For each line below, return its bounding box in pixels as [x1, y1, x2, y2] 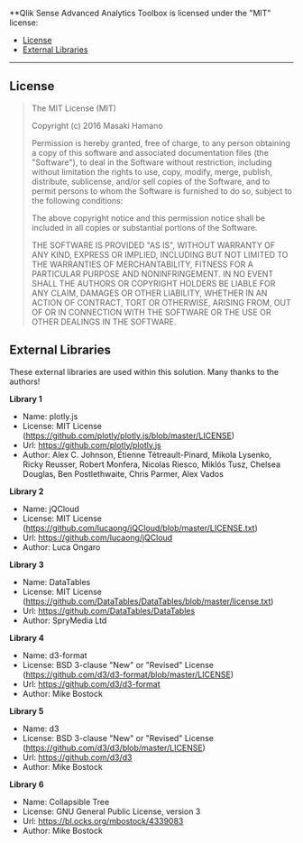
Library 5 [9, 705, 44, 716]
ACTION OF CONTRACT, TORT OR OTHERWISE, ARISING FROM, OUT [31, 297, 291, 307]
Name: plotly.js [22, 410, 78, 422]
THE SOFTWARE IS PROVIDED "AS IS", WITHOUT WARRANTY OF [31, 239, 276, 251]
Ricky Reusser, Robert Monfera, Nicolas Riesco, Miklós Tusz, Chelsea [22, 459, 281, 470]
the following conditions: [31, 195, 124, 206]
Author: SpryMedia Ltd [22, 615, 107, 626]
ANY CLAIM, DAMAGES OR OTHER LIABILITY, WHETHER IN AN [31, 288, 268, 298]
